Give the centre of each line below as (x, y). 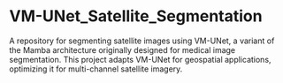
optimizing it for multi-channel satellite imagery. (96, 69)
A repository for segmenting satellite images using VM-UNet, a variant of (142, 41)
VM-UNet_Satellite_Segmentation (136, 16)
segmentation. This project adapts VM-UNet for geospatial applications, (140, 59)
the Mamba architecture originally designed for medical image (122, 49)
